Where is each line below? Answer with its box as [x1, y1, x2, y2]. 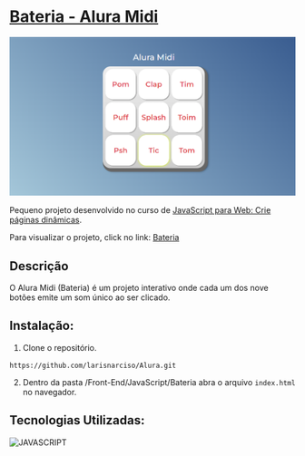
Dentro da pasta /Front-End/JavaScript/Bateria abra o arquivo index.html [22, 376, 296, 387]
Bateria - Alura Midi [9, 6, 159, 27]
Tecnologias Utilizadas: [9, 412, 145, 428]
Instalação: [9, 318, 74, 334]
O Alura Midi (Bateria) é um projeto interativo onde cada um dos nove [9, 283, 270, 294]
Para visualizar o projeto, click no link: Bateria [9, 232, 180, 243]
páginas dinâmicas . [9, 215, 83, 226]
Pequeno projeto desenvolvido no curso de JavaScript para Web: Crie [9, 205, 271, 216]
